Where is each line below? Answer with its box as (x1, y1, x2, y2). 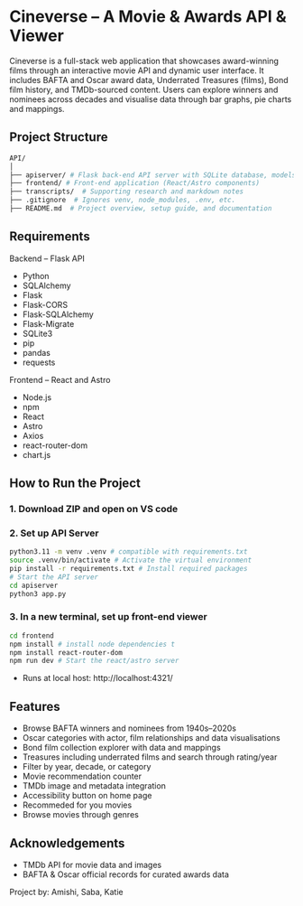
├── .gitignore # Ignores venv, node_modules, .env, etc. (9, 196, 236, 205)
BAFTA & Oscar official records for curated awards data (22, 869, 230, 880)
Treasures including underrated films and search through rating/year (22, 752, 278, 762)
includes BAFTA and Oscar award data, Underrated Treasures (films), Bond (9, 74, 289, 85)
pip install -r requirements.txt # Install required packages (9, 565, 248, 574)
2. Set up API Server (9, 527, 99, 539)
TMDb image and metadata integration (22, 780, 167, 791)
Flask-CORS (22, 299, 69, 310)
